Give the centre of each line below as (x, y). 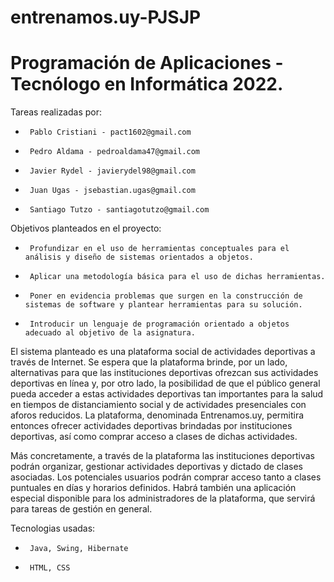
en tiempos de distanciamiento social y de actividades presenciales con (158, 405)
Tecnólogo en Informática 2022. (147, 84)
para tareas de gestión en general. (81, 509)
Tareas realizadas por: (56, 112)
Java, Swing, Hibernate (79, 549)
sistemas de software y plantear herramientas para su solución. (163, 305)
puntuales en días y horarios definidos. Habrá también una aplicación (153, 488)
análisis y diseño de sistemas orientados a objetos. (139, 257)
